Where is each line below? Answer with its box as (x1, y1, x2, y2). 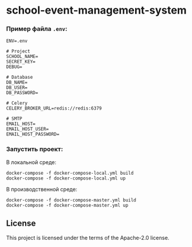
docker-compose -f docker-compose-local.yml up (6, 175, 126, 181)
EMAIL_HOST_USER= (6, 126, 49, 132)
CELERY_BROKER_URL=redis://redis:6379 (6, 105, 102, 111)
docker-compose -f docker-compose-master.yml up (6, 202, 129, 208)
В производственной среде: (6, 185, 78, 193)
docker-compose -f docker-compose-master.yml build (6, 197, 136, 203)
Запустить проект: (6, 145, 63, 153)
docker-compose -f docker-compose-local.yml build (6, 170, 134, 176)
